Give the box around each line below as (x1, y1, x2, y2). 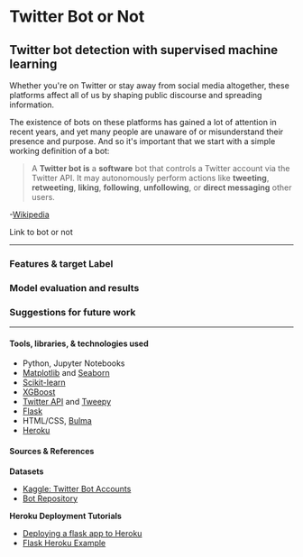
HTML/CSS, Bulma (22, 415, 92, 426)
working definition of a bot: (9, 146, 110, 156)
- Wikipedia (9, 209, 50, 220)
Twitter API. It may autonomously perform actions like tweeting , (31, 173, 270, 183)
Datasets (9, 466, 44, 477)
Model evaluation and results (9, 281, 140, 294)
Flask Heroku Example (22, 537, 106, 548)
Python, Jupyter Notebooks (22, 358, 125, 369)
